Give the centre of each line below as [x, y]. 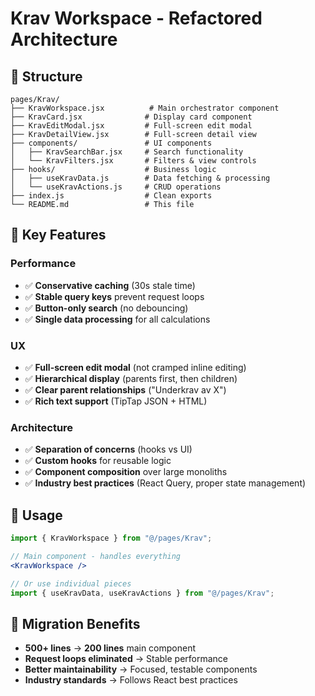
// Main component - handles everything [96, 556]
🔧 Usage [36, 515]
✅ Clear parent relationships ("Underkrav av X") [125, 389]
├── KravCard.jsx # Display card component [131, 117]
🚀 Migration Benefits [75, 623]
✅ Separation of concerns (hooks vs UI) [108, 449]
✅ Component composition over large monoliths [126, 472]
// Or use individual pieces [71, 583]
